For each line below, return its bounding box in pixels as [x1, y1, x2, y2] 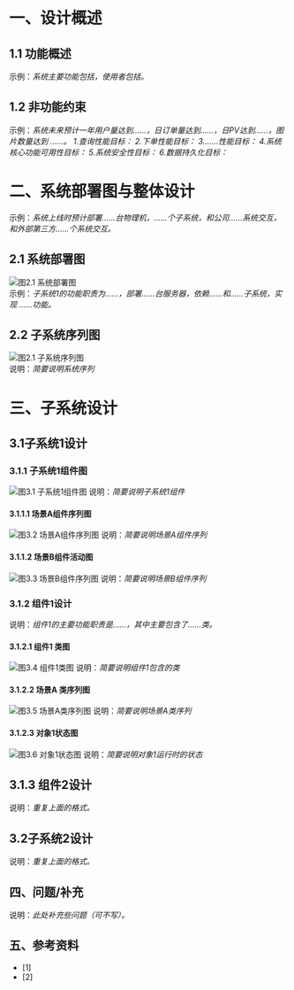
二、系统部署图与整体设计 [9, 182, 196, 201]
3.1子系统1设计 [9, 436, 88, 451]
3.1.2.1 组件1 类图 [9, 641, 71, 652]
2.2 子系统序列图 [9, 327, 101, 342]
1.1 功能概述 [9, 46, 72, 61]
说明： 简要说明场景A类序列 [93, 706, 192, 716]
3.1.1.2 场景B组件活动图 [9, 552, 94, 562]
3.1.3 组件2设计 [9, 777, 93, 793]
